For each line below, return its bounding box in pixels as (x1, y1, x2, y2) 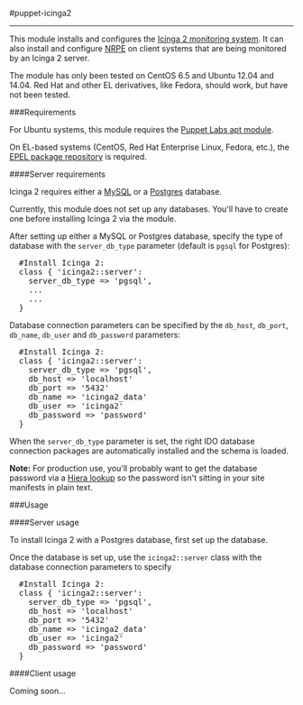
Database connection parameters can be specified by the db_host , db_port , (9, 320, 289, 330)
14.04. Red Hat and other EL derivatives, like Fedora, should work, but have (9, 80, 289, 90)
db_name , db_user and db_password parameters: (9, 329, 180, 340)
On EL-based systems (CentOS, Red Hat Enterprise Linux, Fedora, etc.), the (9, 142, 290, 152)
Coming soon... (9, 685, 66, 696)
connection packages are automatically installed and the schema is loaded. (9, 445, 289, 456)
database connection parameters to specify (9, 562, 172, 572)
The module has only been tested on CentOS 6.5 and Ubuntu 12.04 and (9, 70, 275, 80)
